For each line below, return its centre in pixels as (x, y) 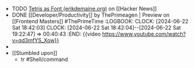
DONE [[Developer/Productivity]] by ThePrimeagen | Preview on (91, 15)
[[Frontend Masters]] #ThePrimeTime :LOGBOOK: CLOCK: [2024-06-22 (100, 21)
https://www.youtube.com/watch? (144, 34)
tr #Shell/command (44, 59)
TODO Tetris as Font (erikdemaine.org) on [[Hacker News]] (84, 9)
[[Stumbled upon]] (35, 53)
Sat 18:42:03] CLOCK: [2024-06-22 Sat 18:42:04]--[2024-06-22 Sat (96, 27)
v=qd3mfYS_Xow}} (36, 40)
